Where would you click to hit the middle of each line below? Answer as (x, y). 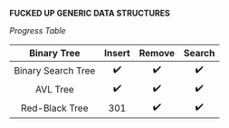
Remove (157, 53)
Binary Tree (54, 53)
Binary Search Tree (55, 70)
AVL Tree (54, 89)
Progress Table (38, 30)
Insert (117, 53)
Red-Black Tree (55, 108)
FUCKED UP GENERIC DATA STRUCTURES (90, 13)
